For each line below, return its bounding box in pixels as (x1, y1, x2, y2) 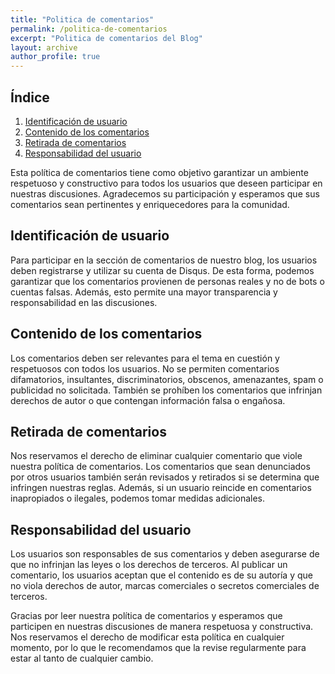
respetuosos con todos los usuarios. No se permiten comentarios (10, 362, 280, 375)
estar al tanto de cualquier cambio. (10, 652, 154, 665)
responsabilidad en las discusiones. (10, 296, 158, 308)
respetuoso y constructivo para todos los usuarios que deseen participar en (10, 177, 323, 189)
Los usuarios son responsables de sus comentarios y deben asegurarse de (10, 548, 320, 560)
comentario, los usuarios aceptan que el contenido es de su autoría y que (10, 569, 313, 581)
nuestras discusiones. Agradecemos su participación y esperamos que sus (10, 187, 320, 200)
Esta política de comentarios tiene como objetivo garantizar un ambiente (10, 166, 309, 178)
